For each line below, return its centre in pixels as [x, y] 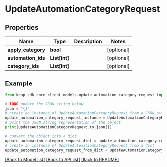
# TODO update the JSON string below [44, 104]
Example [19, 84]
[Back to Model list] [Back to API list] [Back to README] [62, 160]
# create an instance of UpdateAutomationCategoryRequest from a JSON [80, 113]
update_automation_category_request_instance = [55, 118]
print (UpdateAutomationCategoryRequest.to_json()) [59, 127]
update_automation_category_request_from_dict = [56, 150]
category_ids [23, 66]
